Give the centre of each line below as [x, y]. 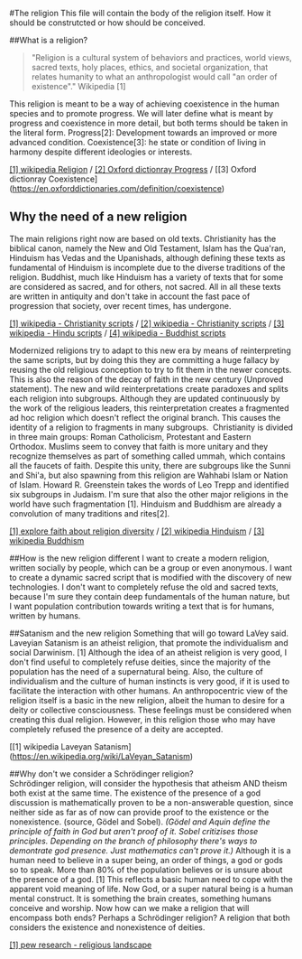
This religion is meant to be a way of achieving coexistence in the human [144, 104]
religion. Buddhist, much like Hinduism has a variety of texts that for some [146, 277]
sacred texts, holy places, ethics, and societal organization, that [150, 67]
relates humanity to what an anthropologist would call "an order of [154, 77]
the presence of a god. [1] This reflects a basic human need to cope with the [151, 879]
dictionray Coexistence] [54, 179]
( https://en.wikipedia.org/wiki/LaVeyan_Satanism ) [101, 756]
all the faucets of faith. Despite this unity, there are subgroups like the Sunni [150, 465]
